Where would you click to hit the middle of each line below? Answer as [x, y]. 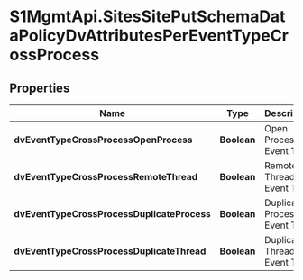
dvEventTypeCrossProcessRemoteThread [106, 177]
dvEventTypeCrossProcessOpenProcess [103, 140]
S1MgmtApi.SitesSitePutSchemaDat [147, 17]
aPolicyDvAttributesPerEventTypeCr [149, 36]
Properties [40, 88]
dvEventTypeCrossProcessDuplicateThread [110, 251]
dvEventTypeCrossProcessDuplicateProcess [113, 214]
